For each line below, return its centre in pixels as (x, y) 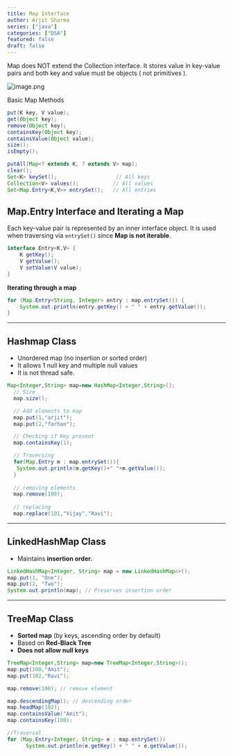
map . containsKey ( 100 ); (40, 721)
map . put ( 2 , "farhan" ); (45, 424)
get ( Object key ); (32, 119)
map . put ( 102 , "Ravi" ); (38, 676)
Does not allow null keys (53, 650)
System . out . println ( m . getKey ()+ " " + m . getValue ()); (91, 468)
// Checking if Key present (54, 436)
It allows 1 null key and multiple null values (77, 365)
